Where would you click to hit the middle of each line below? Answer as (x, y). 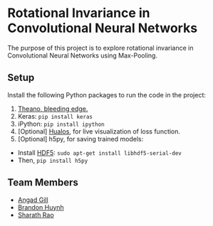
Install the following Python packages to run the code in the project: (107, 95)
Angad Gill (33, 200)
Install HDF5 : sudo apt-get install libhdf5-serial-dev (99, 152)
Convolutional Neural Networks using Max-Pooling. (83, 55)
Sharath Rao (36, 215)
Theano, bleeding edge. (53, 109)
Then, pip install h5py (53, 160)
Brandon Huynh (41, 207)
